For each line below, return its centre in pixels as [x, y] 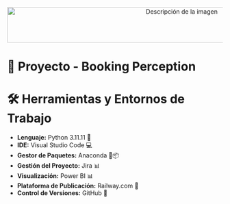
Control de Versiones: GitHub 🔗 [62, 193]
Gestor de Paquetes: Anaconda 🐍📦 [68, 155]
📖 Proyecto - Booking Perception [102, 67]
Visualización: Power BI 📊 [55, 176]
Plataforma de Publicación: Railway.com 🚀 [78, 186]
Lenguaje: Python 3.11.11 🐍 [54, 138]
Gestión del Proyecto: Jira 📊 [59, 166]
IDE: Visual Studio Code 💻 [54, 145]
